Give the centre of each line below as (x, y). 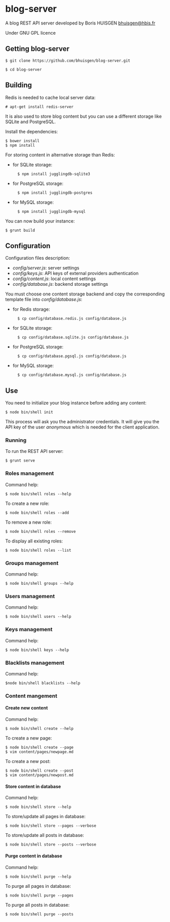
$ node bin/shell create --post (39, 771)
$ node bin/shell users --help (38, 617)
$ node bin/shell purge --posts (39, 914)
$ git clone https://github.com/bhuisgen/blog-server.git (68, 61)
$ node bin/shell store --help (38, 807)
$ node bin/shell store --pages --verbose (51, 826)
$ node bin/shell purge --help (38, 877)
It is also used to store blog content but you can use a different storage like (83, 116)
